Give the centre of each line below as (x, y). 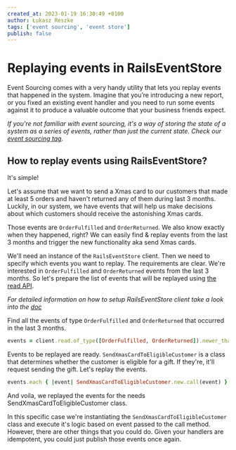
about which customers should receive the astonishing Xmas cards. (105, 214)
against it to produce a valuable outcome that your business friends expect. (117, 110)
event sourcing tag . (35, 139)
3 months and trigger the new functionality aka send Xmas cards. (102, 242)
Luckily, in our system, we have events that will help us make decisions (110, 206)
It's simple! (23, 178)
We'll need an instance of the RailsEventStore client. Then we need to (109, 256)
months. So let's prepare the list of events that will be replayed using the (112, 278)
